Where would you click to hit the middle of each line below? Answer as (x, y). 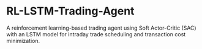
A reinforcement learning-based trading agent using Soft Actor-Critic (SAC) (102, 28)
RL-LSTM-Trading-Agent (70, 11)
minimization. (23, 41)
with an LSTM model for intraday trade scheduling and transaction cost (96, 34)
